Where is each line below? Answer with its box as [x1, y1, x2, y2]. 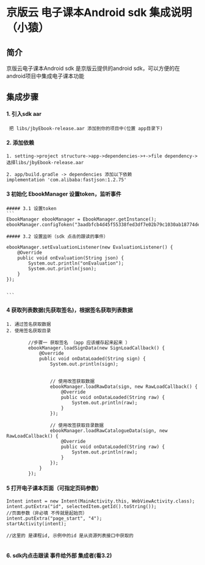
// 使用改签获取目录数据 [49, 422, 104, 429]
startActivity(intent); [6, 521, 67, 527]
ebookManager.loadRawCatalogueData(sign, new [49, 428, 168, 434]
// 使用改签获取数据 [49, 378, 95, 385]
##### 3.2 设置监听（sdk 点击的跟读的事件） [6, 233, 109, 240]
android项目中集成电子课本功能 [6, 72, 85, 80]
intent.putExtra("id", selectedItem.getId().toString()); [6, 504, 157, 510]
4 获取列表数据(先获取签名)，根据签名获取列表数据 [6, 306, 133, 313]
